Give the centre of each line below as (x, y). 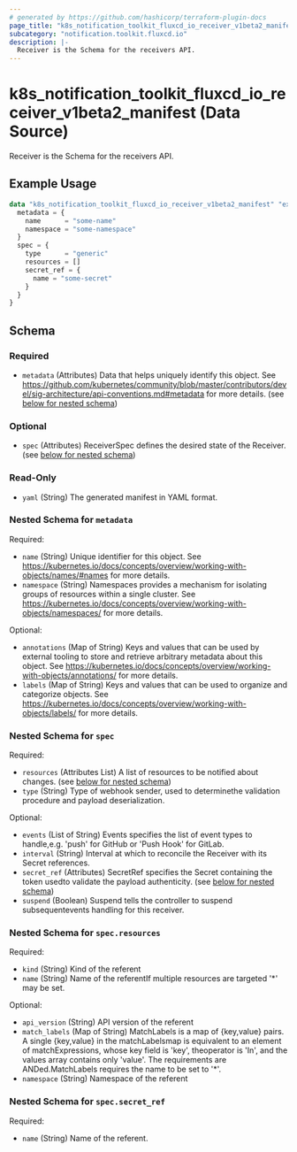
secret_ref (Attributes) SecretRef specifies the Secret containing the (147, 872)
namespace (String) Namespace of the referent (105, 1079)
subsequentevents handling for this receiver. (103, 910)
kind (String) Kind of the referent (81, 969)
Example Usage (53, 184)
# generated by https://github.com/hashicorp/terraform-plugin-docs (138, 17)
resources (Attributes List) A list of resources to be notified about (140, 772)
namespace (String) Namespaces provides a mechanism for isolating (145, 584)
